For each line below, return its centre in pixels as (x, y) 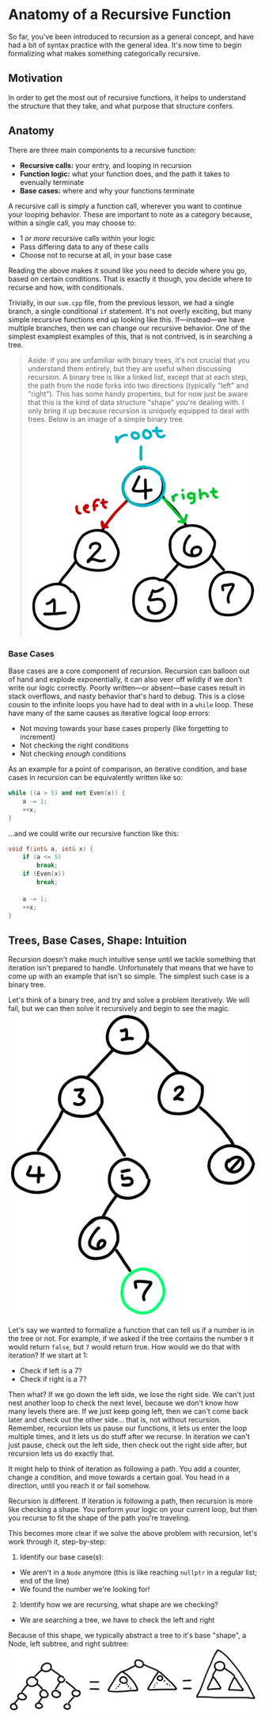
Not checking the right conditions (74, 745)
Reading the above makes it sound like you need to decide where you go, (128, 270)
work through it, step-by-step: (57, 1542)
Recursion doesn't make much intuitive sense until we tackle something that (132, 959)
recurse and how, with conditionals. (66, 287)
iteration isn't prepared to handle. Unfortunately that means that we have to (131, 968)
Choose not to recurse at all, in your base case (96, 255)
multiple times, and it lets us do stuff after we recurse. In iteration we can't (129, 1437)
